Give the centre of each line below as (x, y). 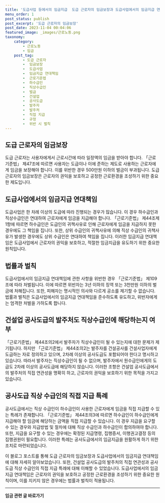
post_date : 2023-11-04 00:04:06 (38, 28)
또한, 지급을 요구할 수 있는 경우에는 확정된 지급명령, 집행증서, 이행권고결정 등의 (80, 433)
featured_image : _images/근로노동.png (43, 32)
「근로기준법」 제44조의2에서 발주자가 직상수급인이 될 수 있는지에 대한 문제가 (80, 342)
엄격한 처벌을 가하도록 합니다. (39, 303)
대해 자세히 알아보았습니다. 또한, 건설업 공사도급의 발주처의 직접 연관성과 (80, 462)
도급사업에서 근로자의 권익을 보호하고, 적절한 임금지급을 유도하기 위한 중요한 (87, 243)
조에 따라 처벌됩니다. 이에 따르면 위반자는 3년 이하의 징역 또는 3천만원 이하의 (78, 284)
